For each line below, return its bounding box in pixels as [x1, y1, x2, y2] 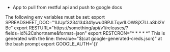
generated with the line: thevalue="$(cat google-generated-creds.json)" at [5, 35, 162, 41]
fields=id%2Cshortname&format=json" [5, 30, 88, 36]
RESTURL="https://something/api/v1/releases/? [29, 25, 128, 31]
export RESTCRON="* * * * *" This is [88, 30, 165, 36]
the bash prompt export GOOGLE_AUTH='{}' [5, 41, 99, 47]
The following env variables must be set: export [5, 14, 105, 20]
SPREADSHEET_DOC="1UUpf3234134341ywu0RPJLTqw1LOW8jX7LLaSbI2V [5, 20, 165, 25]
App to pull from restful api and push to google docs [12, 5, 122, 10]
